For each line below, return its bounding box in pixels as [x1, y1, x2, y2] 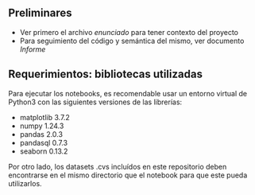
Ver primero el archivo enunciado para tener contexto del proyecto [19, 27, 239, 37]
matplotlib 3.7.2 [19, 112, 70, 122]
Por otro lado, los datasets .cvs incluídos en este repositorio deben [8, 162, 227, 171]
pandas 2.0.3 [19, 129, 64, 138]
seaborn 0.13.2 [19, 146, 68, 156]
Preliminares [8, 6, 72, 20]
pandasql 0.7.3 [19, 138, 68, 147]
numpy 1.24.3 [19, 121, 64, 131]
